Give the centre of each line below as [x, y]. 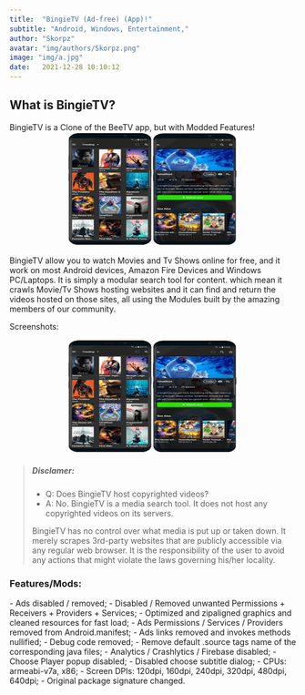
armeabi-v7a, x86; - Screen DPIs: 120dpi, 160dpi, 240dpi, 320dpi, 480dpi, [148, 671]
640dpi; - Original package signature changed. [97, 681]
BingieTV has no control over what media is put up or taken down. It [159, 531]
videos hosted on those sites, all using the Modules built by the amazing [145, 299]
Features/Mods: [46, 583]
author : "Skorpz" [42, 38]
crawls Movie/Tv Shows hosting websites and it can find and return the [142, 289]
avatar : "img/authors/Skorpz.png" [75, 48]
